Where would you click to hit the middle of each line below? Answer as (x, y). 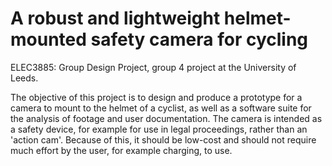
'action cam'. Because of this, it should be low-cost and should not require (163, 139)
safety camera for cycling (199, 39)
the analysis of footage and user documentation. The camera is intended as (166, 118)
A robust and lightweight (115, 18)
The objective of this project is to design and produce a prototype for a (156, 97)
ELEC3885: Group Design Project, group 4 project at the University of (153, 67)
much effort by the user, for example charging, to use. (121, 150)
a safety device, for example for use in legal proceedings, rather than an (159, 129)
